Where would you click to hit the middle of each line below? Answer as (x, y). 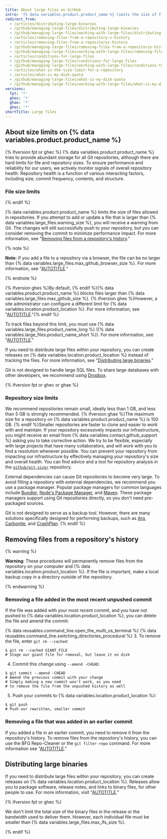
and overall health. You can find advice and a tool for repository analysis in (82, 462)
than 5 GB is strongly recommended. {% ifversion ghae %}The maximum (80, 414)
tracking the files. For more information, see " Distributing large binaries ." (80, 360)
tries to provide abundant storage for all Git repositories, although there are (82, 157)
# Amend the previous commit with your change (54, 678)
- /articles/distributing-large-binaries (53, 24)
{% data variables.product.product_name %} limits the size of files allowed (82, 212)
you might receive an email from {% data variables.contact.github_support (81, 435)
